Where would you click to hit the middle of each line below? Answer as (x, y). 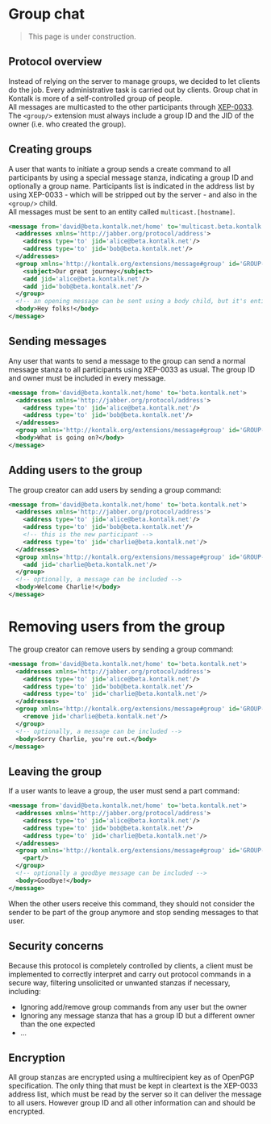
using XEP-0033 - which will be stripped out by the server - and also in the (133, 194)
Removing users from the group (117, 627)
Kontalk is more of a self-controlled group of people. (96, 98)
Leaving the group (55, 771)
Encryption (37, 1057)
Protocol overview (55, 62)
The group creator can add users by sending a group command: (115, 489)
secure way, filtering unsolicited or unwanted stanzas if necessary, (119, 982)
